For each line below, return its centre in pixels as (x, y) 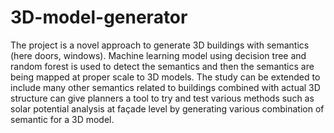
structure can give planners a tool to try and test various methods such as (162, 98)
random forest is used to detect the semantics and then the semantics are (162, 66)
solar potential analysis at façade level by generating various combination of (167, 108)
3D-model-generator (99, 17)
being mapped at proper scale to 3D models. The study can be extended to (165, 77)
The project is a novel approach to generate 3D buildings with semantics (160, 45)
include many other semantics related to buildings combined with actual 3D (165, 87)
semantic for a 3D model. (62, 119)
